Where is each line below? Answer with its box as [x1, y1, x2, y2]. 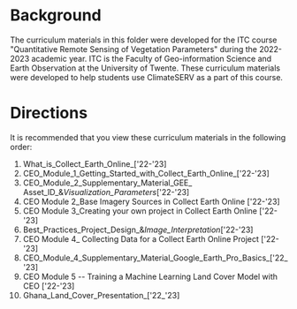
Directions [10, 103, 88, 124]
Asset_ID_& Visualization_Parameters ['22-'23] [22, 186, 190, 197]
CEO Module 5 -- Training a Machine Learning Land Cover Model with [22, 271, 278, 282]
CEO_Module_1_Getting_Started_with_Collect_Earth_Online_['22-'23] [22, 168, 270, 178]
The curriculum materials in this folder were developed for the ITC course [10, 34, 278, 45]
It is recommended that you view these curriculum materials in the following [10, 132, 286, 142]
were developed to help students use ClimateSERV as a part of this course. [10, 72, 284, 82]
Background [10, 5, 102, 26]
